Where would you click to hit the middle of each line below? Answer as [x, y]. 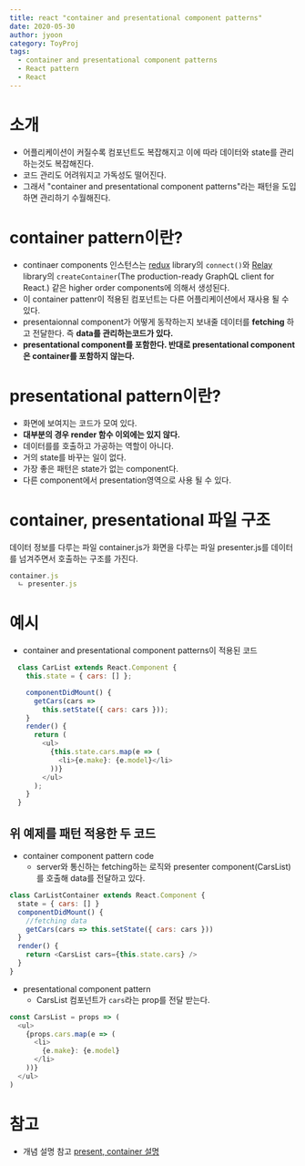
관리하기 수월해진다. [75, 198]
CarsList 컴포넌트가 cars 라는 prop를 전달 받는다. [123, 999]
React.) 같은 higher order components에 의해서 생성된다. [126, 287]
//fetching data [57, 921]
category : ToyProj [44, 43]
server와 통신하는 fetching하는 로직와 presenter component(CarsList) [163, 867]
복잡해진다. [74, 163]
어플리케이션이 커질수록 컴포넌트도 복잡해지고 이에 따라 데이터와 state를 [150, 152]
